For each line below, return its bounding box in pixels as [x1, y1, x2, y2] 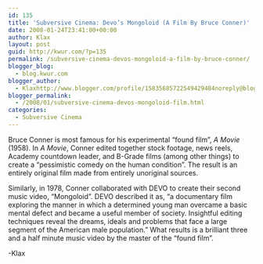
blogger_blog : [8, 63, 55, 71]
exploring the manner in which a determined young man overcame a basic [8, 200, 248, 209]
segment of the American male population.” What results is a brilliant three [8, 225, 248, 234]
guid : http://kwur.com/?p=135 [8, 48, 107, 56]
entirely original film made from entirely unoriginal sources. [8, 168, 199, 177]
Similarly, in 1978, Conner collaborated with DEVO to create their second [8, 183, 241, 193]
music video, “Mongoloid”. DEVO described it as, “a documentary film [8, 191, 233, 201]
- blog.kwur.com [15, 70, 68, 78]
